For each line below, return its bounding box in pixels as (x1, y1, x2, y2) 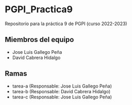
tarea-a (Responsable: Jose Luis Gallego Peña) (12, 83, 112, 89)
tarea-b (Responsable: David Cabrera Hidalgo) (12, 88, 111, 94)
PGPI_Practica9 (5, 4, 73, 15)
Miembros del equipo (5, 35, 74, 44)
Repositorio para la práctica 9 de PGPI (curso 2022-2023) (5, 20, 127, 27)
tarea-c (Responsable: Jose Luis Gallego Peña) (12, 94, 112, 100)
